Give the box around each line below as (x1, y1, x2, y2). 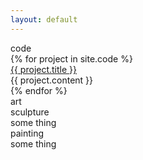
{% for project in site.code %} (10, 52, 133, 65)
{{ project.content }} (10, 74, 94, 86)
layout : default (10, 14, 78, 25)
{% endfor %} (10, 84, 68, 96)
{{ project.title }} (10, 63, 78, 75)
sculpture (10, 106, 50, 118)
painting (10, 127, 45, 139)
